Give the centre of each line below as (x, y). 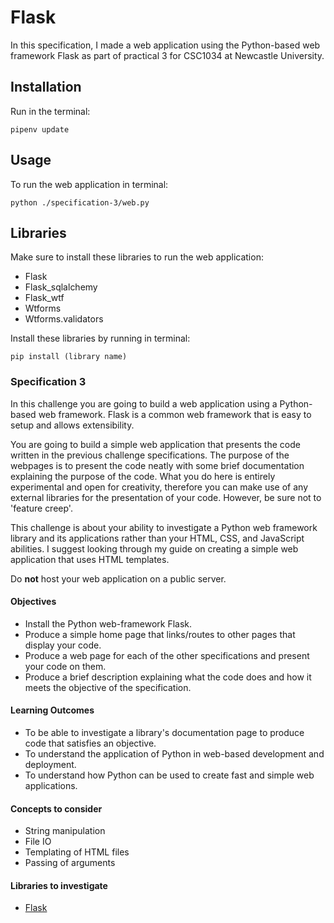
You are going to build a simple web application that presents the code (155, 444)
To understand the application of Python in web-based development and (174, 754)
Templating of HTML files (77, 852)
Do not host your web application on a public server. (118, 578)
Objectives (33, 602)
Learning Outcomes (52, 710)
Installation (46, 87)
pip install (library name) (69, 357)
